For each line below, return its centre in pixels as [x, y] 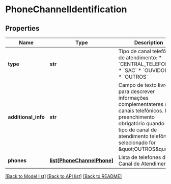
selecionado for [137, 143]
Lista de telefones [140, 157]
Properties [22, 28]
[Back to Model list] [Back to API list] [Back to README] [64, 176]
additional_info [26, 117]
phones [17, 160]
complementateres [141, 104]
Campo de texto [137, 85]
